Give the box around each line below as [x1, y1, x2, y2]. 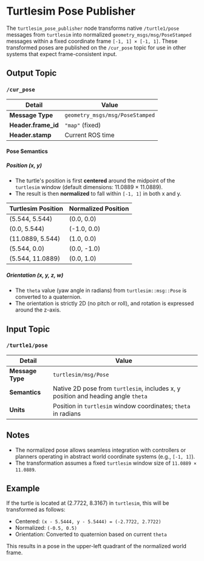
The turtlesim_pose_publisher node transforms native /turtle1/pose [6, 24, 180, 32]
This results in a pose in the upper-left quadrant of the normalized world [6, 543, 187, 550]
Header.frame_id [9, 121, 59, 129]
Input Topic [6, 324, 50, 334]
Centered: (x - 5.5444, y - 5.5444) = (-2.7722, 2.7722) [15, 518, 161, 525]
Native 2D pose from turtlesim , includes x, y [52, 384, 181, 393]
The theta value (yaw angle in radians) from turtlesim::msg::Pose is [15, 287, 187, 294]
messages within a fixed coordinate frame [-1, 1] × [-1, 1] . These [6, 37, 178, 45]
